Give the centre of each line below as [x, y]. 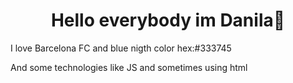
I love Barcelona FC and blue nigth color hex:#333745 [121, 48]
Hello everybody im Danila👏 [168, 20]
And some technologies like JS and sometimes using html [129, 67]
